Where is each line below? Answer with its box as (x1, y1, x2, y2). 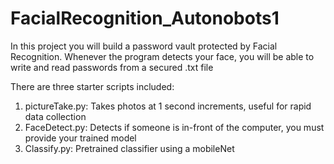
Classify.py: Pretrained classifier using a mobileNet (24, 142, 235, 154)
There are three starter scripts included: (10, 80, 175, 92)
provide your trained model (24, 132, 137, 144)
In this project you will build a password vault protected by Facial (10, 40, 278, 52)
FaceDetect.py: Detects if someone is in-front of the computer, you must (24, 121, 325, 133)
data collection (24, 110, 87, 122)
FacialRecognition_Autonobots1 (10, 7, 280, 30)
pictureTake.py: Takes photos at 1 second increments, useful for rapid (24, 100, 312, 112)
